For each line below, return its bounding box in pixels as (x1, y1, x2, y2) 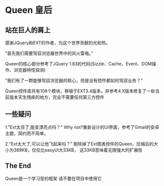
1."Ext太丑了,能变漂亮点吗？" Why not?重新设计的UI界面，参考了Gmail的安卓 (5, 124, 160, 130)
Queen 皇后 (5, 4, 53, 16)
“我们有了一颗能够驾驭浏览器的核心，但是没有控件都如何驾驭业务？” (5, 78, 143, 83)
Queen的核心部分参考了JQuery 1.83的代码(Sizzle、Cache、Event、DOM (5, 61, 152, 67)
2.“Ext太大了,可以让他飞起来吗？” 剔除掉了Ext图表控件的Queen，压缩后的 (5, 140, 154, 146)
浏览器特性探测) (13, 67, 46, 73)
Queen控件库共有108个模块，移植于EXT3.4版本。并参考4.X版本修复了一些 (5, 88, 155, 94)
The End (5, 162, 31, 170)
